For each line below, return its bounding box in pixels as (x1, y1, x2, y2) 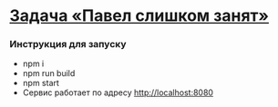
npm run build (22, 68, 76, 79)
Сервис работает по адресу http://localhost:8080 (22, 87, 214, 98)
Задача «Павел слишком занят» (9, 5, 270, 26)
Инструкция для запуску (9, 38, 127, 51)
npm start (22, 78, 59, 89)
